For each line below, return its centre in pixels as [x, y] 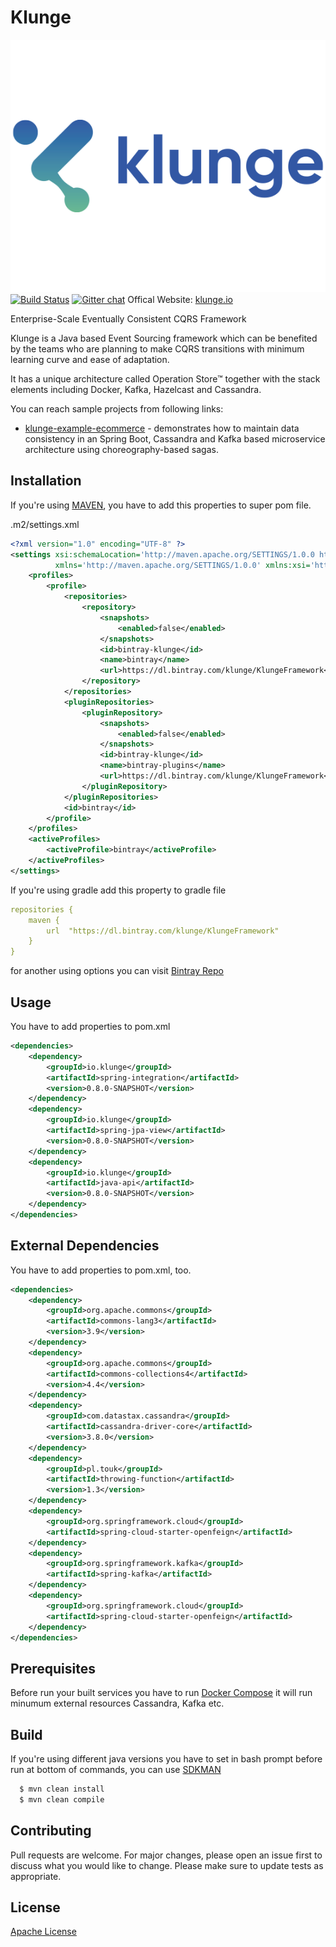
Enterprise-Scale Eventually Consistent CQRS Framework [128, 319]
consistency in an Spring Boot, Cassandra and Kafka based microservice [175, 439]
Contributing [51, 1831]
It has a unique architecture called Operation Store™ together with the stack [165, 379]
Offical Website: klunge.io [180, 300]
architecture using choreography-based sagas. [121, 450]
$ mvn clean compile [62, 1799]
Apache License [43, 1932]
